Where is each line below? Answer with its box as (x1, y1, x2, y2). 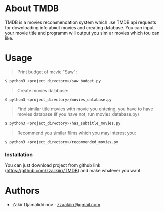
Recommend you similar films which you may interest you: (17, 130, 136, 136)
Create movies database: (17, 87, 68, 93)
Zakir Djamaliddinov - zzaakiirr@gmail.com (12, 201, 101, 207)
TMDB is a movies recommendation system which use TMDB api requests (5, 19, 156, 25)
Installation (5, 151, 33, 158)
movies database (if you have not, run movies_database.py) (17, 111, 140, 117)
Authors (5, 185, 40, 196)
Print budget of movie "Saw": (17, 69, 77, 75)
